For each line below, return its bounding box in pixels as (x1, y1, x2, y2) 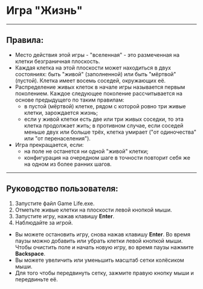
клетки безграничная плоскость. (14, 57, 100, 65)
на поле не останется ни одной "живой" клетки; (24, 148, 149, 155)
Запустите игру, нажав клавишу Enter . (14, 212, 115, 219)
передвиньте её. (14, 276, 59, 283)
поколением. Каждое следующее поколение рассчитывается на (14, 89, 183, 97)
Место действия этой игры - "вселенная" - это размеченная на (14, 51, 180, 58)
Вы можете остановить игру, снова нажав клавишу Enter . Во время (14, 230, 191, 238)
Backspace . (14, 250, 46, 257)
